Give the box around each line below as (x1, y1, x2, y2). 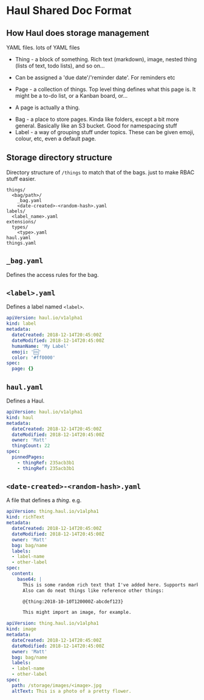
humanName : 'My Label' (12, 343, 69, 349)
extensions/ (6, 219, 36, 225)
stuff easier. (6, 175, 36, 182)
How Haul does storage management (6, 28, 150, 38)
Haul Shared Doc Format (6, 4, 132, 18)
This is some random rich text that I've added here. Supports (22, 582, 186, 588)
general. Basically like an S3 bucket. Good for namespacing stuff (15, 122, 177, 129)
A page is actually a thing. (15, 104, 80, 111)
